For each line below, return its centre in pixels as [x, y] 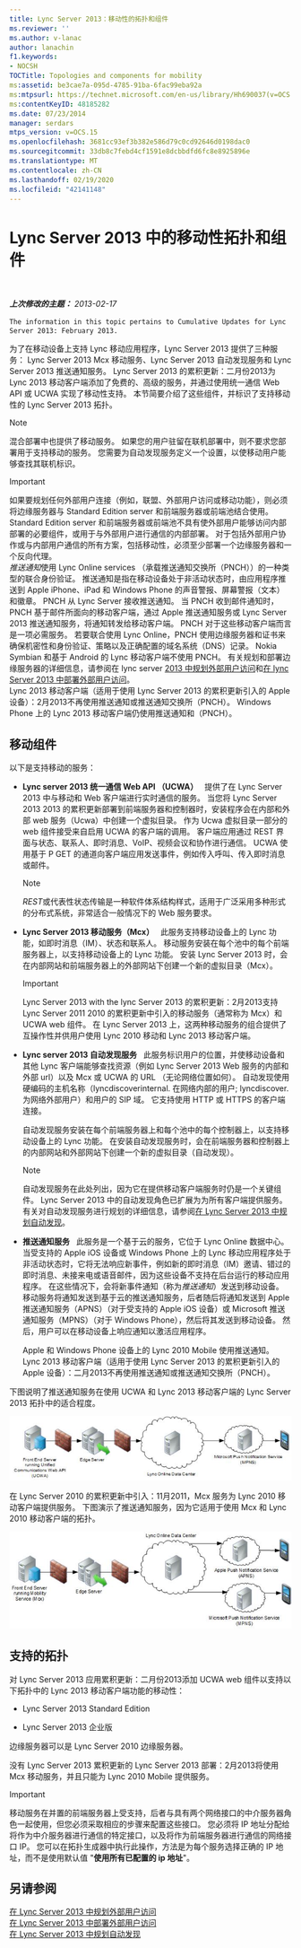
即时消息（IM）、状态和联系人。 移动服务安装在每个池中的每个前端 [168, 943]
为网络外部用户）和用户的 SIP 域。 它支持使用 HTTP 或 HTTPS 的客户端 [154, 1100]
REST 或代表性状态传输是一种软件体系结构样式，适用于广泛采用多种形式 [154, 902]
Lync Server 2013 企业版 [68, 1726]
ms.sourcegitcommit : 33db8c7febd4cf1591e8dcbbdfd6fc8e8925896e [130, 152]
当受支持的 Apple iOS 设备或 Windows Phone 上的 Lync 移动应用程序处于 [156, 1253]
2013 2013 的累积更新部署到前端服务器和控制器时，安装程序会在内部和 [152, 809]
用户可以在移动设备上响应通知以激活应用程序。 [125, 1332]
